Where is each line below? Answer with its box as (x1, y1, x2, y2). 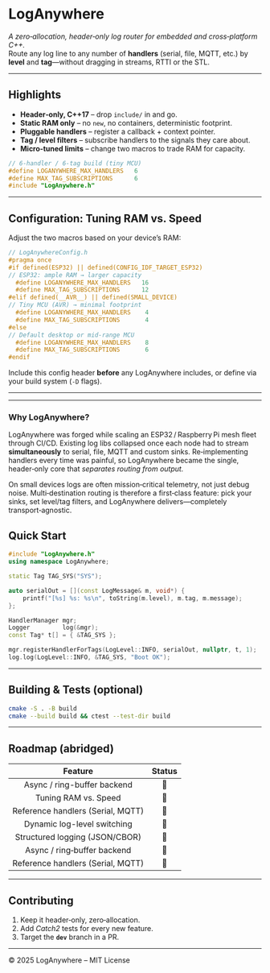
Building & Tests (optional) (8, 683, 144, 697)
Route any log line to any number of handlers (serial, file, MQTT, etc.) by (8, 48, 249, 58)
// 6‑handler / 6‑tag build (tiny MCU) (8, 159, 142, 168)
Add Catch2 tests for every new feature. (19, 924, 154, 934)
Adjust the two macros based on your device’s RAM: (8, 233, 182, 242)
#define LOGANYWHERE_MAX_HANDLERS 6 (8, 167, 138, 175)
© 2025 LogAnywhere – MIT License (8, 955, 131, 965)
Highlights (8, 88, 62, 101)
